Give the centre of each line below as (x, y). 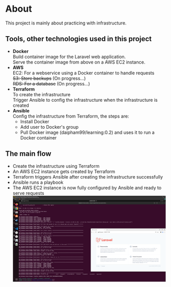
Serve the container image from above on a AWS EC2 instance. (79, 62)
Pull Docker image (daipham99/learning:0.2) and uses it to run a (87, 132)
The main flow (28, 154)
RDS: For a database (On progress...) (51, 83)
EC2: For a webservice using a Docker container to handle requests (83, 73)
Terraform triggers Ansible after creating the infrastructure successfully (88, 177)
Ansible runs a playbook (38, 182)
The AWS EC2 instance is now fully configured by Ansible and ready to (87, 188)
